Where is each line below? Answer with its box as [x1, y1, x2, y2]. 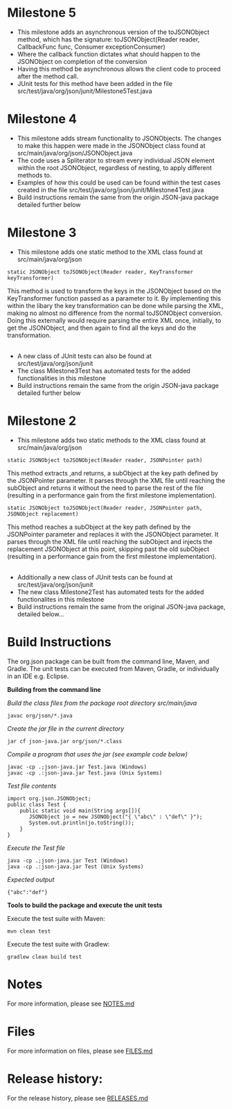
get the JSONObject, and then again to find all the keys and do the [7, 323, 197, 332]
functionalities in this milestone [17, 373, 106, 382]
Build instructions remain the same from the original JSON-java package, [17, 602, 226, 611]
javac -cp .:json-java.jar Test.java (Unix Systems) [7, 769, 163, 777]
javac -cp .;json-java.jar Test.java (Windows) [7, 763, 148, 770]
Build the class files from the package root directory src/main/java [7, 699, 197, 707]
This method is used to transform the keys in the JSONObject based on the [7, 287, 222, 295]
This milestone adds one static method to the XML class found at [17, 248, 203, 256]
